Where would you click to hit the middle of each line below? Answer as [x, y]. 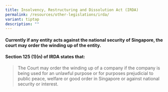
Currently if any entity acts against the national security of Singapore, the [84, 40]
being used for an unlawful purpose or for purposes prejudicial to [86, 73]
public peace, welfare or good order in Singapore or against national [89, 79]
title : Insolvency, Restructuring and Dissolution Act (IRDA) [72, 10]
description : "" [22, 24]
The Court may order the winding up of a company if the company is [89, 68]
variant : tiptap [22, 19]
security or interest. [38, 84]
